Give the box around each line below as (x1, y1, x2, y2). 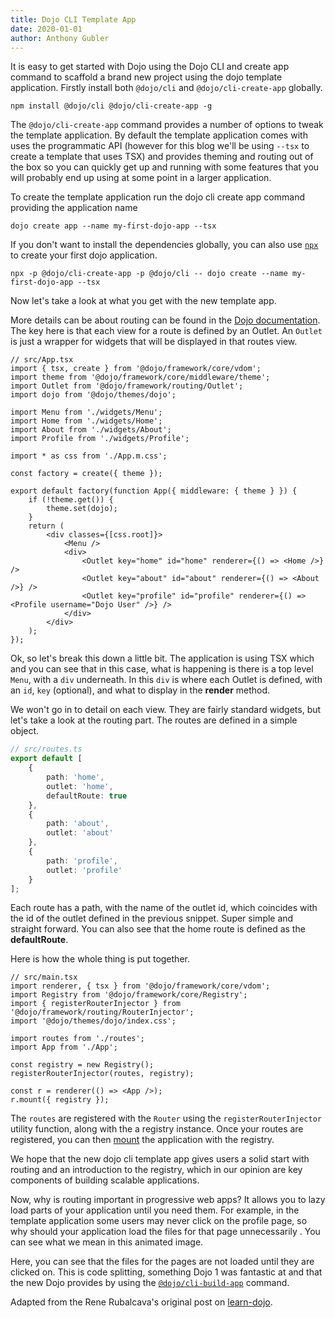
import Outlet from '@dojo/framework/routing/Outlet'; (10, 381, 244, 391)
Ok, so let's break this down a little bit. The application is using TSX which (10, 652, 315, 665)
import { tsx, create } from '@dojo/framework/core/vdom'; (10, 364, 262, 374)
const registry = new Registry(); (10, 1060, 155, 1070)
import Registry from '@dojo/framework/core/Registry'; (10, 990, 248, 1000)
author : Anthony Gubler (10, 33, 110, 43)
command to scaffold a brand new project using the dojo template (10, 71, 283, 83)
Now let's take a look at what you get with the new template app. (10, 295, 277, 307)
